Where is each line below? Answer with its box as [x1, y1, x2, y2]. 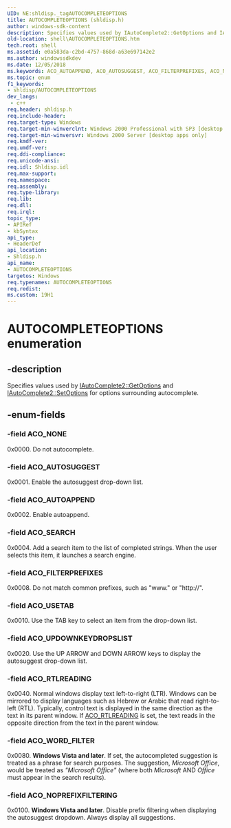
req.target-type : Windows [7, 118, 81, 126]
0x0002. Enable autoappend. [7, 511, 90, 519]
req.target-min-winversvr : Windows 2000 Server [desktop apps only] [7, 131, 208, 138]
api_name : [7, 259, 36, 266]
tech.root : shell [7, 42, 57, 49]
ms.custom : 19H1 [7, 292, 54, 299]
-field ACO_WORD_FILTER [7, 736, 95, 745]
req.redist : [7, 285, 41, 293]
